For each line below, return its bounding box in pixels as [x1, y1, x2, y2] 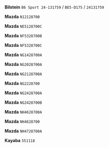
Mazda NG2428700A [4, 90, 42, 95]
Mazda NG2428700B [4, 99, 42, 105]
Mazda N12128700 [4, 14, 40, 19]
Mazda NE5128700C [4, 23, 42, 29]
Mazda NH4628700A [4, 109, 42, 115]
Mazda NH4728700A [4, 128, 42, 134]
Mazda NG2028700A [4, 61, 42, 67]
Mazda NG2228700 [4, 81, 40, 86]
